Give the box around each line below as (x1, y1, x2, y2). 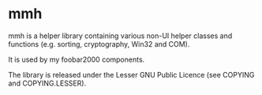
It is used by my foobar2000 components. (8, 55, 145, 64)
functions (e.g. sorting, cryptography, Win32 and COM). (8, 39, 190, 48)
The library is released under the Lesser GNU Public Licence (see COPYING (8, 70, 255, 79)
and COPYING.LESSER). (8, 78, 87, 88)
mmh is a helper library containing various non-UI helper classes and (8, 31, 233, 40)
